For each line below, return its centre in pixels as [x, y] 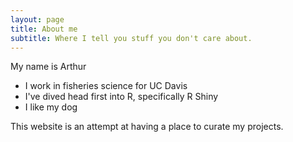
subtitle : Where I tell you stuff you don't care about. [131, 38]
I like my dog [51, 107]
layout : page [37, 19]
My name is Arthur [48, 67]
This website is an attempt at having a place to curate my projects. [147, 127]
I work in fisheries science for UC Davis [106, 86]
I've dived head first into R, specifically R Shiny [121, 97]
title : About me [44, 29]
